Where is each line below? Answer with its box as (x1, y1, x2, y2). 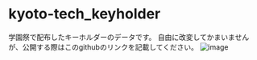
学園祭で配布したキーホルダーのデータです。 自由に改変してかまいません (8, 32, 250, 42)
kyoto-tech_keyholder (8, 5, 161, 23)
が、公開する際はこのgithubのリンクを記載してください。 (8, 42, 199, 52)
